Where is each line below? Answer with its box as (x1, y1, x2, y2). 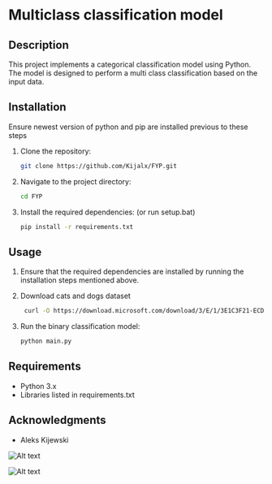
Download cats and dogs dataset (19, 291, 132, 301)
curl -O (24, 307, 50, 315)
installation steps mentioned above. (19, 275, 140, 285)
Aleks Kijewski (19, 434, 69, 444)
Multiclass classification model (8, 6, 223, 24)
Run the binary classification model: (19, 322, 140, 331)
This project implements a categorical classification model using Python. (8, 59, 252, 69)
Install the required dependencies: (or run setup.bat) (19, 207, 196, 217)
